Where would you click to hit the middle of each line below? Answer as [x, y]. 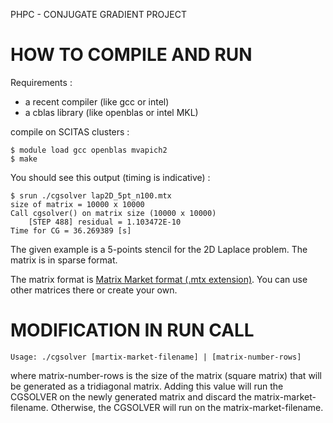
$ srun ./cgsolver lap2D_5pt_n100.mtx [91, 195]
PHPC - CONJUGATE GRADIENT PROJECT [98, 14]
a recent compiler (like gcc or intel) [97, 101]
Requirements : [41, 82]
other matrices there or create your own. [94, 290]
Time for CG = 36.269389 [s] [71, 230]
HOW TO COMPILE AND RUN [131, 55]
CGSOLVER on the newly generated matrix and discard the [131, 396]
